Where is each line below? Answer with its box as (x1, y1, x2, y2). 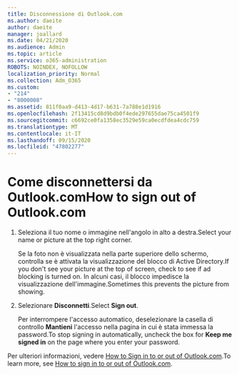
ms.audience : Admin (7, 44, 66, 51)
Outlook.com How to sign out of (7, 189, 196, 206)
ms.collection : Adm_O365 (7, 76, 81, 84)
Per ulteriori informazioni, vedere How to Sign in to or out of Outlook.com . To (7, 351, 231, 361)
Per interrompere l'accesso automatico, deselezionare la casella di (17, 315, 214, 324)
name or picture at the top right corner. (17, 236, 133, 244)
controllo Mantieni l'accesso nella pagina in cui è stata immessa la (17, 323, 214, 331)
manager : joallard (7, 30, 62, 38)
